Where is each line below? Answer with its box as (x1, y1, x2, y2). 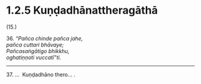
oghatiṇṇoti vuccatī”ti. (6, 54, 62, 61)
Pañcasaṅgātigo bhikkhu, (6, 47, 70, 54)
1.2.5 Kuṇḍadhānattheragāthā (6, 4, 158, 17)
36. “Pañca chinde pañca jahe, (6, 35, 83, 42)
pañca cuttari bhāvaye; (6, 41, 64, 48)
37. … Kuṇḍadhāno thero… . (6, 71, 76, 78)
